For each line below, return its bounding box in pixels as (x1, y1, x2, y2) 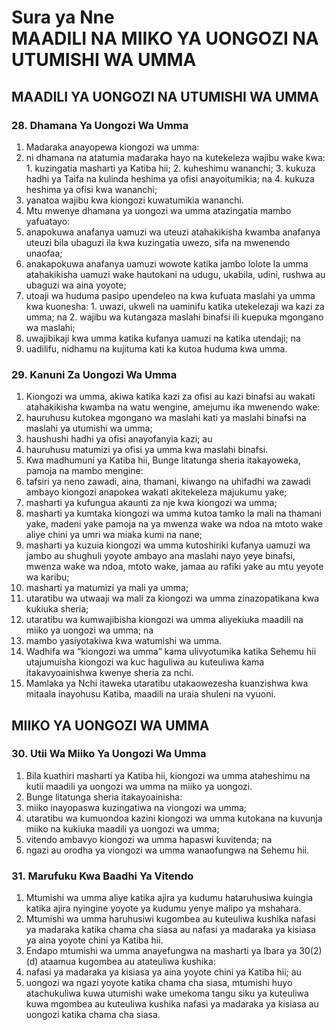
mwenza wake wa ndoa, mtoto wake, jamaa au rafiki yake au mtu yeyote (25, 561, 324, 573)
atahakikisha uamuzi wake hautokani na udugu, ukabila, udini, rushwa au (25, 268, 326, 280)
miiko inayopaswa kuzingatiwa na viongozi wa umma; (25, 801, 248, 813)
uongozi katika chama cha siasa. (25, 1009, 161, 1021)
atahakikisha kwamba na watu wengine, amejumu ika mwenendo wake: (25, 401, 321, 413)
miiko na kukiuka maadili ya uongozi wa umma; (25, 822, 220, 835)
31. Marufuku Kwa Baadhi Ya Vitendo (11, 869, 194, 883)
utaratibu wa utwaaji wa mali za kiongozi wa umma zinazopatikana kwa (25, 592, 320, 605)
